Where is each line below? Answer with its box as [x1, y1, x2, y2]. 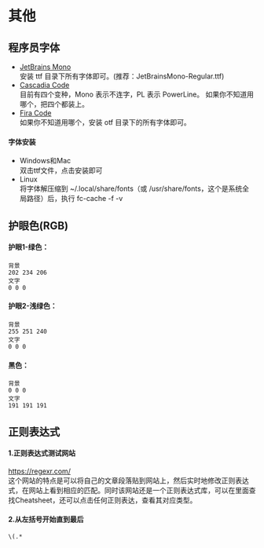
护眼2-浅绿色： [8, 301, 57, 311]
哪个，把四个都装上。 [19, 100, 89, 108]
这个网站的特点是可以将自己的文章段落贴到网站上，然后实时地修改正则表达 [8, 476, 249, 485]
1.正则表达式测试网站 [8, 448, 76, 458]
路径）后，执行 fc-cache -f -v [26, 194, 123, 203]
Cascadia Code [19, 80, 70, 90]
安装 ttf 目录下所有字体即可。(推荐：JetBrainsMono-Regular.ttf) [19, 71, 225, 81]
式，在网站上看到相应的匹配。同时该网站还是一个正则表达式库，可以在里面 [8, 485, 249, 495]
